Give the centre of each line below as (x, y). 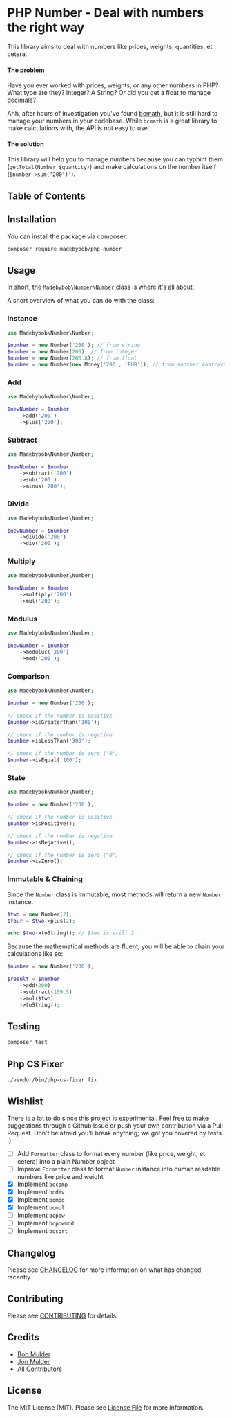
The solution (26, 144)
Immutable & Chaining (45, 879)
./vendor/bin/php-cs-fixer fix (52, 1080)
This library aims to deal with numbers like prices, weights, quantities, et (110, 46)
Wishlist (25, 1102)
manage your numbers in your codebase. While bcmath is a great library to (112, 121)
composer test (28, 1043)
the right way (46, 27)
